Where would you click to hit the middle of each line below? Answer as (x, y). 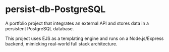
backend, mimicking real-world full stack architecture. (61, 43)
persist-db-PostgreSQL (55, 9)
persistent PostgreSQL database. (40, 28)
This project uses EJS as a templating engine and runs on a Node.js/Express (84, 38)
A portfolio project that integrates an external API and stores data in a (77, 23)
